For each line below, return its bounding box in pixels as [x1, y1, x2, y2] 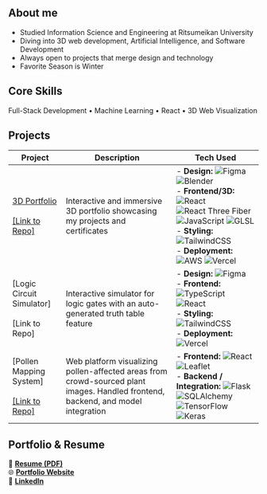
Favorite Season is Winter [19, 61, 104, 71]
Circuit [12, 288, 37, 300]
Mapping [12, 366, 46, 377]
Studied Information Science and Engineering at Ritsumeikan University [19, 27, 254, 37]
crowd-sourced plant [65, 376, 146, 387]
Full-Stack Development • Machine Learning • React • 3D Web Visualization [8, 105, 258, 115]
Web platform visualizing [65, 356, 158, 367]
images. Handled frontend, [65, 386, 165, 397]
